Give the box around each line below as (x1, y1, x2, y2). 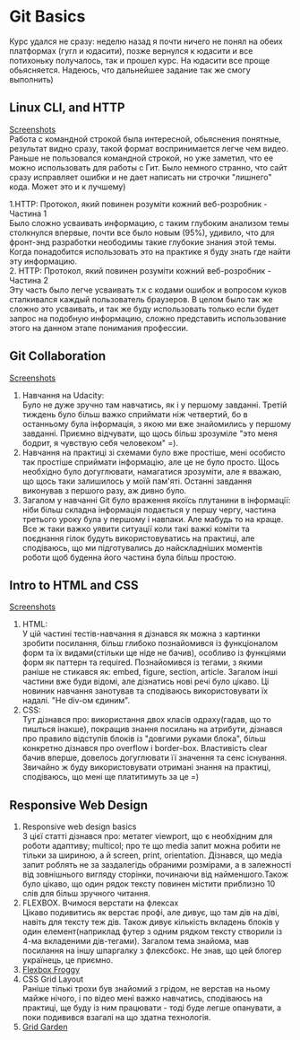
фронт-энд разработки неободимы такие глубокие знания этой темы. (9, 236, 278, 248)
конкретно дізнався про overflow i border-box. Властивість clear (21, 743, 268, 754)
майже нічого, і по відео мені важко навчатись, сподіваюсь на (21, 993, 263, 1004)
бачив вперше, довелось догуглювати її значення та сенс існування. (21, 752, 287, 764)
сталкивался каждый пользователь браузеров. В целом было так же (9, 293, 273, 304)
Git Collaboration (9, 348, 107, 364)
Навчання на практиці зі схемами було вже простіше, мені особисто (21, 447, 286, 458)
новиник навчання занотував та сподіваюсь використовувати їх (21, 686, 269, 696)
